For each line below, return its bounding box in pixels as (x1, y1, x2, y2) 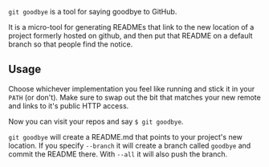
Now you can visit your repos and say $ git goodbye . (8, 116, 184, 126)
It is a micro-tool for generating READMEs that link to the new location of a (8, 22, 255, 31)
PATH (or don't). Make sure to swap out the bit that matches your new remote (8, 92, 261, 102)
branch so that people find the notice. (8, 39, 133, 49)
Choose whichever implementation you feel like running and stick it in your (8, 83, 255, 93)
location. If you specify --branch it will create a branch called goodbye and (8, 141, 251, 150)
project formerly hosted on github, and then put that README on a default (8, 31, 253, 40)
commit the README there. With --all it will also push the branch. (8, 149, 228, 159)
